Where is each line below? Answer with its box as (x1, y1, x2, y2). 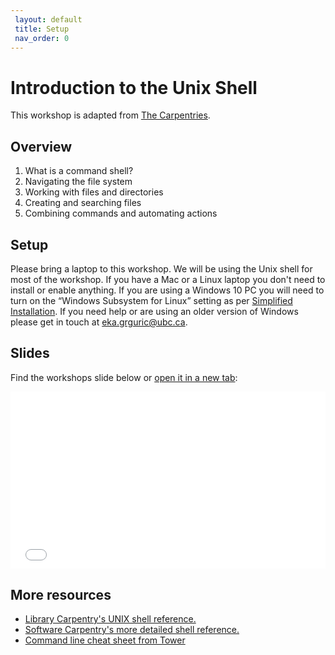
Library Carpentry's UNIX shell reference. (24, 613, 197, 625)
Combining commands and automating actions (24, 207, 218, 220)
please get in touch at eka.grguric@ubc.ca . (10, 316, 188, 328)
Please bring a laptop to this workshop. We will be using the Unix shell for (10, 262, 313, 275)
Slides (10, 345, 50, 362)
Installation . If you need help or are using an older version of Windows (10, 305, 299, 317)
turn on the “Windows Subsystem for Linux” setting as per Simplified (10, 294, 293, 306)
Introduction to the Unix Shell (10, 76, 258, 99)
